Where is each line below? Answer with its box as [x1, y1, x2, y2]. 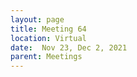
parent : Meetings [10, 52, 83, 62]
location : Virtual [10, 33, 87, 43]
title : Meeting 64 [10, 24, 87, 34]
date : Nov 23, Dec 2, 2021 [10, 42, 128, 53]
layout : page [10, 14, 65, 25]
